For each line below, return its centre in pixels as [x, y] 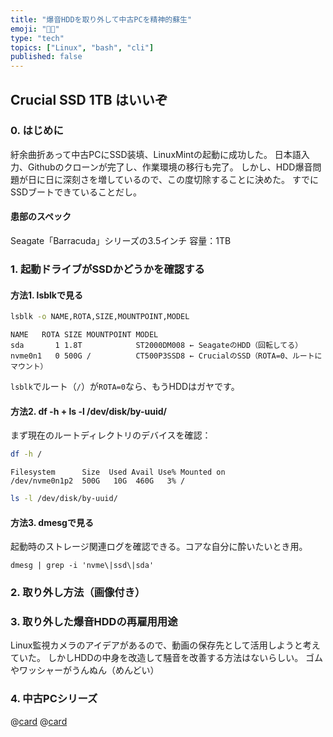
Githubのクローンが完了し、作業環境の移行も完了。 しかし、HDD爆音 [170, 167]
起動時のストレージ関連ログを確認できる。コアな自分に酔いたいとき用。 [159, 547]
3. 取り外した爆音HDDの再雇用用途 [94, 622]
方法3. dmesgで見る [52, 522]
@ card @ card [39, 721]
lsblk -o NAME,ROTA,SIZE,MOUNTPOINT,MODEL [100, 317]
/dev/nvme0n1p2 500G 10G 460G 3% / [98, 481]
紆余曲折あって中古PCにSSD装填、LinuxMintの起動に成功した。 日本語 [156, 154]
